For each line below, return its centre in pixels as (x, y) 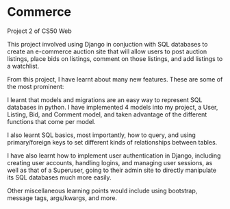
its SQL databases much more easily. (59, 177)
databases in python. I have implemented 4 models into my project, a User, (113, 107)
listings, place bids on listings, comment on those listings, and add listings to (115, 58)
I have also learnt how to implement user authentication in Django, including (114, 156)
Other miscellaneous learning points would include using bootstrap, (102, 190)
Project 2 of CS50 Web (39, 31)
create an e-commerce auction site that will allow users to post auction (107, 51)
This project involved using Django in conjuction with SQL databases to (107, 44)
